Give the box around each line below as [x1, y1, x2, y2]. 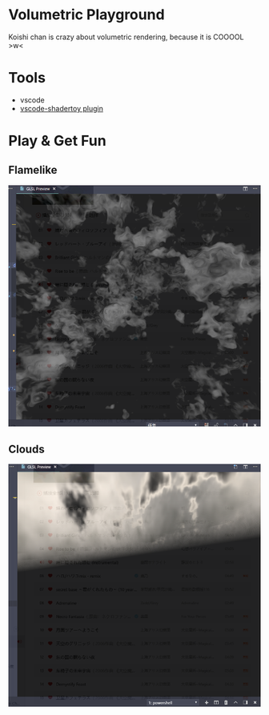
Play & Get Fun [8, 132, 106, 150]
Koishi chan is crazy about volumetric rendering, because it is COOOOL [8, 32, 244, 42]
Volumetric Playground [8, 6, 166, 24]
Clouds [8, 442, 46, 456]
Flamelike [8, 163, 58, 177]
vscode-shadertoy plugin [19, 103, 104, 113]
